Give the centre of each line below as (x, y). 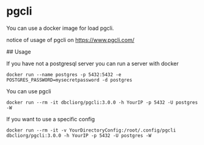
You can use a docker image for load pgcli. (60, 28)
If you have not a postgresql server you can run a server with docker (93, 63)
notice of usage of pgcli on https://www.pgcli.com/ (71, 40)
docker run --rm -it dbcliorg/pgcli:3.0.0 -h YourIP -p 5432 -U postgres (102, 102)
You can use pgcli (29, 91)
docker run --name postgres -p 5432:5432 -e (64, 74)
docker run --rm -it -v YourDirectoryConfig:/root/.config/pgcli (91, 130)
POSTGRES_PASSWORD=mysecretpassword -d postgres (69, 80)
